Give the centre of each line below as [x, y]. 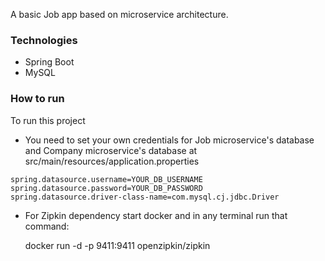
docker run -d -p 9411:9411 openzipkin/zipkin [117, 245]
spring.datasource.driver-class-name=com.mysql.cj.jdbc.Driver [145, 197]
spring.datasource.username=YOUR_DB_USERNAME [106, 179]
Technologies [44, 40]
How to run [37, 99]
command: [47, 226]
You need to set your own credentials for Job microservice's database [169, 140]
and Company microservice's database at [111, 150]
